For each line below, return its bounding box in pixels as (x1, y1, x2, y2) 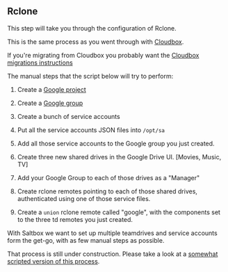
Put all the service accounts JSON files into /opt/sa (17, 125, 165, 134)
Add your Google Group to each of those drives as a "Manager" (17, 173, 200, 182)
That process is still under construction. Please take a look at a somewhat (7, 250, 218, 258)
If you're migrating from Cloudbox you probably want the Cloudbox (7, 51, 199, 59)
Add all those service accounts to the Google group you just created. (17, 139, 215, 147)
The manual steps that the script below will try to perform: (7, 72, 174, 80)
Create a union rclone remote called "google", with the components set (17, 208, 221, 216)
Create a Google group (17, 99, 83, 107)
